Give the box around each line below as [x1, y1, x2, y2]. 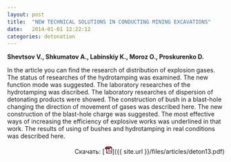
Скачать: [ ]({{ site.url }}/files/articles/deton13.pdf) [74, 148, 225, 156]
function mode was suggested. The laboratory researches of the [7, 81, 191, 89]
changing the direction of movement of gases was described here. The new [7, 103, 223, 111]
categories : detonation [7, 33, 76, 40]
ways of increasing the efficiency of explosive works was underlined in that [7, 117, 221, 125]
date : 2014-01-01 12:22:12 [7, 26, 91, 32]
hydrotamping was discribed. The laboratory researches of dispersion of [7, 88, 214, 97]
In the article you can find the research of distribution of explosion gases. [7, 66, 216, 74]
